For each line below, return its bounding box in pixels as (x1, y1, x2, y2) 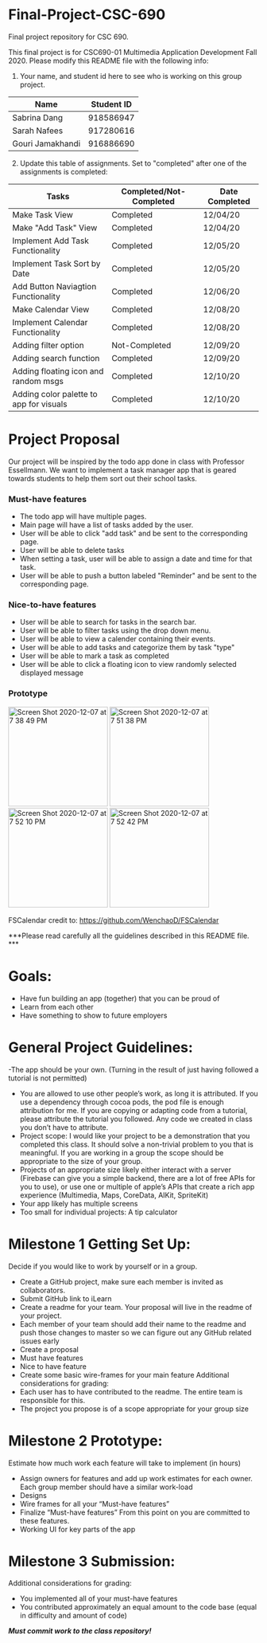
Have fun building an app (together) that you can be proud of (19, 994, 220, 1003)
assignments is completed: (19, 167, 108, 176)
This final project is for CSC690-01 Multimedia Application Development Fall (8, 47, 257, 57)
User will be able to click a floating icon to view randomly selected (19, 660, 237, 669)
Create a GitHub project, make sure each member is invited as (19, 1276, 224, 1286)
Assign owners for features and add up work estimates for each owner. (19, 1473, 253, 1483)
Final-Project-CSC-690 (8, 6, 166, 24)
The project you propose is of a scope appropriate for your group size (19, 1404, 249, 1414)
